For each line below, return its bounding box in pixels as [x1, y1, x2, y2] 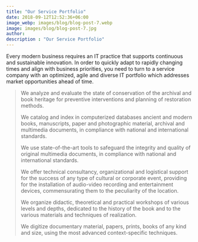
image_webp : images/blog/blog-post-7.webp [6, 20, 113, 26]
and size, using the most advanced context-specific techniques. [20, 230, 178, 236]
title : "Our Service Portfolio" [6, 8, 86, 15]
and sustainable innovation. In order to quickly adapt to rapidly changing [6, 59, 183, 66]
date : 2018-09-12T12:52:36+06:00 [6, 14, 89, 20]
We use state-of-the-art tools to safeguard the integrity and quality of [20, 144, 191, 151]
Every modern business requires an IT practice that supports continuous [6, 53, 183, 59]
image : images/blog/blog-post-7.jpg [6, 25, 97, 32]
